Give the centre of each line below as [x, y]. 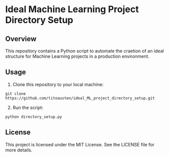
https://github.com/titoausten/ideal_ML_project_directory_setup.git [80, 98]
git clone [16, 94]
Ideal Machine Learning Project [72, 9]
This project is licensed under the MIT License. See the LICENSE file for [80, 144]
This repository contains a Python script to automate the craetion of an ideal [85, 51]
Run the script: [28, 107]
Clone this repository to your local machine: [58, 84]
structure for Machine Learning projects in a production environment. [77, 56]
